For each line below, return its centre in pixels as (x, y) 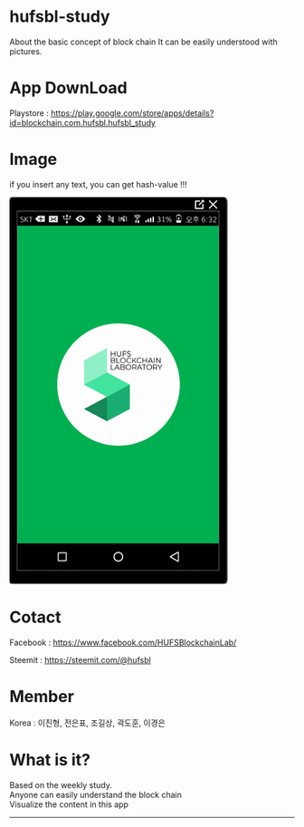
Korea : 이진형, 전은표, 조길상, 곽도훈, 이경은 (87, 723)
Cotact (35, 617)
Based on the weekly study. (61, 784)
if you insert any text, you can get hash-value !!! (98, 184)
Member (42, 696)
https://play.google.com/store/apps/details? (133, 113)
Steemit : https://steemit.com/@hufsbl (80, 659)
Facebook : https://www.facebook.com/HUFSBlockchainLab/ (123, 642)
